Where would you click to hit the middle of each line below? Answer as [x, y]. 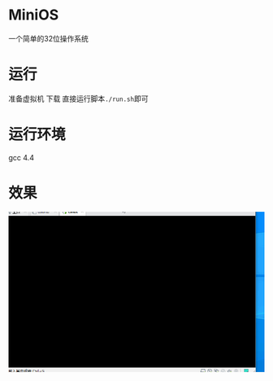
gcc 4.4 [22, 157]
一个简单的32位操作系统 [49, 38]
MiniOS [34, 15]
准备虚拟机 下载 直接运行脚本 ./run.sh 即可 [78, 99]
